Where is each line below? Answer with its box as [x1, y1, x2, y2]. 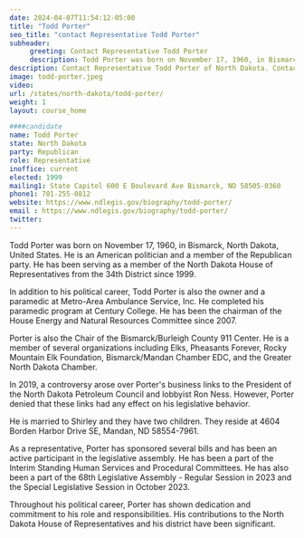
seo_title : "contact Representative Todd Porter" [9, 30, 201, 39]
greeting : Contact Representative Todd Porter [29, 47, 208, 56]
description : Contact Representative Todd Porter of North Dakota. [9, 64, 270, 73]
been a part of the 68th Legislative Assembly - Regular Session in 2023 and [9, 472, 292, 483]
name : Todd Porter [9, 130, 79, 140]
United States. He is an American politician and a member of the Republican [9, 249, 292, 260]
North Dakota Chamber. [9, 361, 98, 372]
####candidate [9, 122, 63, 131]
